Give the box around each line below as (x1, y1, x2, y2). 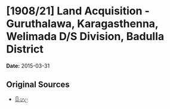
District (6, 43, 44, 56)
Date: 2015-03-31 (6, 62, 50, 69)
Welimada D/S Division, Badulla (6, 30, 165, 43)
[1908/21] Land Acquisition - (6, 4, 150, 18)
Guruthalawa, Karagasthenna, (6, 17, 159, 31)
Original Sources (6, 80, 70, 90)
